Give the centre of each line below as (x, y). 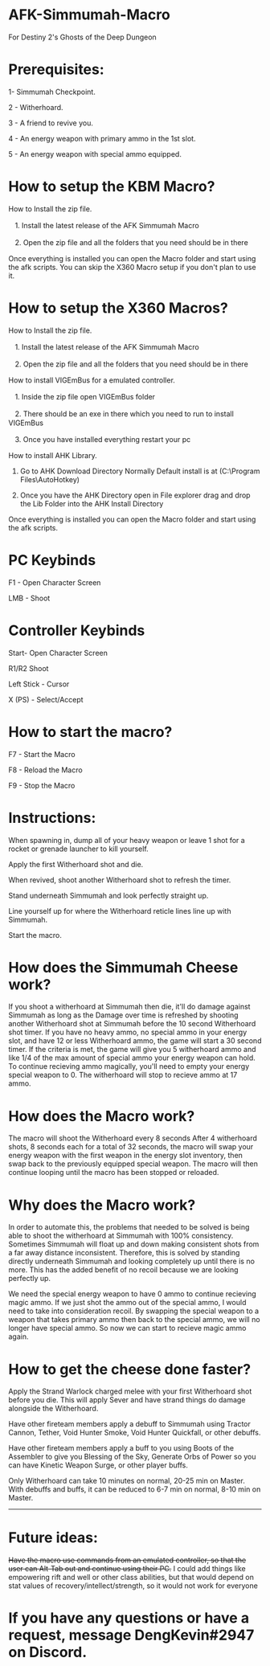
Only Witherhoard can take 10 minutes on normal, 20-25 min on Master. (127, 1481)
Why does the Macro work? (102, 1205)
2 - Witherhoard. (36, 107)
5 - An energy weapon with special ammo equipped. (95, 154)
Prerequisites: (56, 70)
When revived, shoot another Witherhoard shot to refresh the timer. (120, 880)
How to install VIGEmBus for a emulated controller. (92, 380)
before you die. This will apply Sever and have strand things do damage (127, 1400)
